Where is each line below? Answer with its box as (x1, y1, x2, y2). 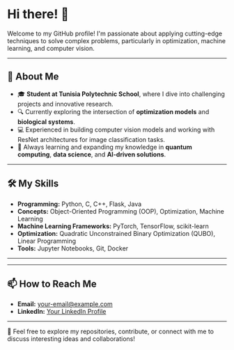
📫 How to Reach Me (7, 278, 97, 289)
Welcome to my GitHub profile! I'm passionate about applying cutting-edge (7, 29, 223, 38)
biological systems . (17, 118, 75, 126)
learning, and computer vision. (7, 44, 95, 52)
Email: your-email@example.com (17, 300, 113, 308)
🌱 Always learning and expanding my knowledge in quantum (17, 143, 193, 151)
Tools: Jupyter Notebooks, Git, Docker (17, 244, 129, 253)
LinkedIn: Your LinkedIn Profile (17, 308, 107, 316)
